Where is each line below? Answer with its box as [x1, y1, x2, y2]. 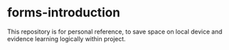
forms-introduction [7, 5, 120, 21]
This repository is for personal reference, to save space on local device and [7, 27, 223, 36]
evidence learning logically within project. [7, 34, 126, 42]
